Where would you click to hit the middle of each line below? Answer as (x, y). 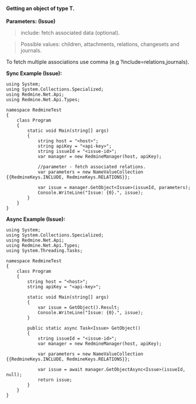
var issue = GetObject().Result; (78, 308)
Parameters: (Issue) (31, 21)
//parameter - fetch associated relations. (92, 167)
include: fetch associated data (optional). (70, 33)
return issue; (55, 380)
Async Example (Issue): (36, 219)
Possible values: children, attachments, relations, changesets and (100, 44)
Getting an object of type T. (40, 8)
